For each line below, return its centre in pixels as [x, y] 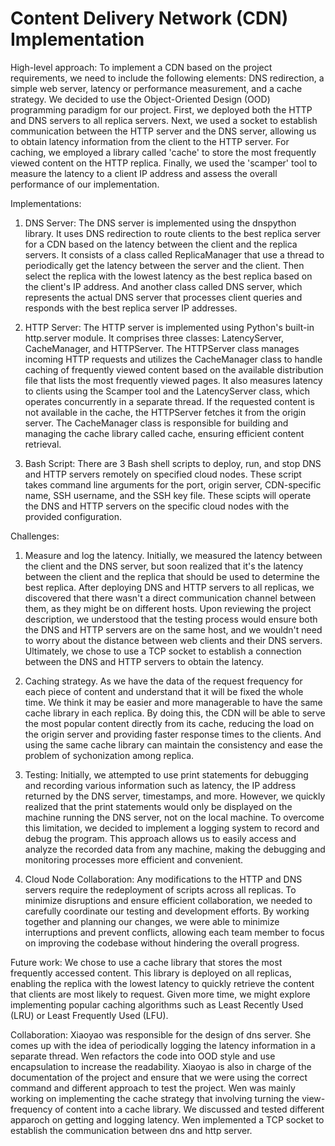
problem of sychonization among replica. [109, 755]
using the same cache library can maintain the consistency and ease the [173, 744]
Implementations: [46, 203]
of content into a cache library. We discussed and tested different [189, 1109]
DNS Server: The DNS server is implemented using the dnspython [160, 223]
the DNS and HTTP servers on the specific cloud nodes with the [157, 506]
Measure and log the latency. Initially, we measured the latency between [173, 555]
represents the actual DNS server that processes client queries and [163, 297]
